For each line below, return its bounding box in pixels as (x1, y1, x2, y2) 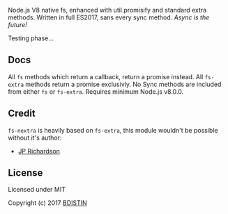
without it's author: (8, 133, 62, 142)
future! (8, 21, 27, 28)
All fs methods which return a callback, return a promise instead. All (8, 72, 204, 81)
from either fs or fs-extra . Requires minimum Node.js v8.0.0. (8, 87, 184, 96)
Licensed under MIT (8, 186, 66, 194)
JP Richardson (17, 147, 60, 155)
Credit (8, 108, 36, 120)
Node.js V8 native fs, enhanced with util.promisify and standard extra (8, 6, 207, 14)
